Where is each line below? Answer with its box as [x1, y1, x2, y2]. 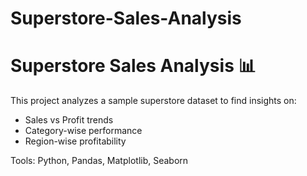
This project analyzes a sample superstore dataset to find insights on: [10, 95, 297, 107]
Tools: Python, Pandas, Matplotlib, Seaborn [10, 155, 189, 167]
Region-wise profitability [24, 135, 127, 147]
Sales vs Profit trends [24, 114, 114, 126]
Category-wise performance [24, 125, 143, 137]
